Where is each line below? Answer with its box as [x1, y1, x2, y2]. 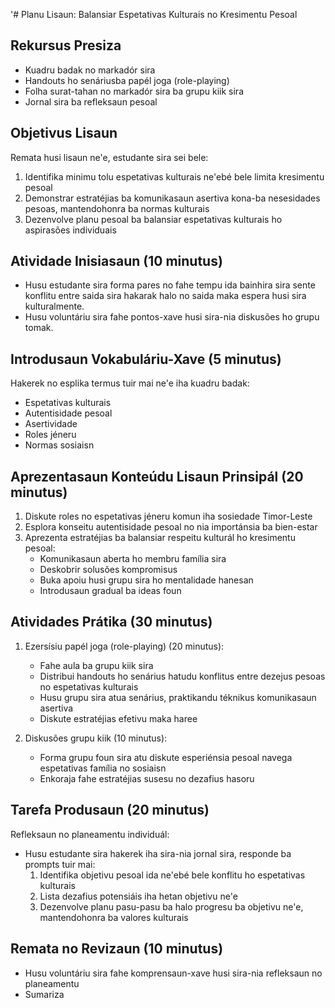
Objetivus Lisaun [10, 125, 118, 142]
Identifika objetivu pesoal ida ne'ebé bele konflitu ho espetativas [39, 869, 306, 881]
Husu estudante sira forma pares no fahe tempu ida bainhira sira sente [24, 279, 316, 291]
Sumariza [24, 988, 65, 1000]
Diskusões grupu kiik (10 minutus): [24, 732, 168, 744]
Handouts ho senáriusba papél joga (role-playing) [24, 74, 230, 86]
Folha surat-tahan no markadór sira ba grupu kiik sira [24, 85, 244, 97]
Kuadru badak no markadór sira [24, 64, 156, 76]
